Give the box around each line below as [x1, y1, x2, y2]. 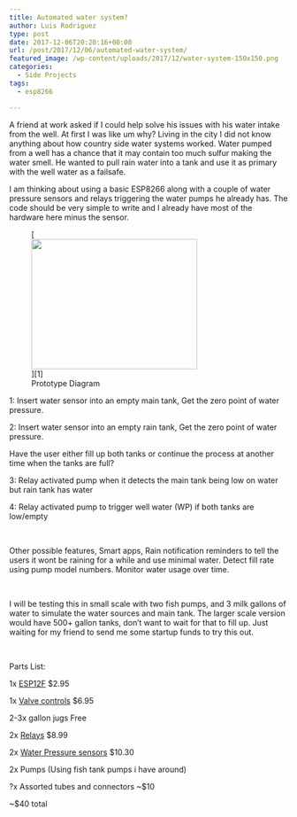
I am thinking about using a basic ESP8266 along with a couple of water [9, 183, 271, 194]
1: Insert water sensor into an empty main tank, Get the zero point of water [9, 395, 280, 406]
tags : [9, 79, 29, 88]
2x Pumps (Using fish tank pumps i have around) [9, 764, 187, 774]
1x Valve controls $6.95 [9, 695, 95, 705]
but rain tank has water [9, 484, 94, 494]
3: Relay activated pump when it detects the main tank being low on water [9, 475, 278, 486]
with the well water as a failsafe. [9, 166, 126, 177]
